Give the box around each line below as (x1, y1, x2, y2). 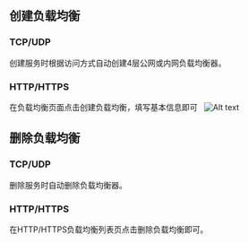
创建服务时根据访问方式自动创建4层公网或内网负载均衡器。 (9, 57, 227, 68)
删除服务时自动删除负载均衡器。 (9, 179, 127, 190)
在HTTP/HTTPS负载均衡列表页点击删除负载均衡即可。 (9, 223, 209, 235)
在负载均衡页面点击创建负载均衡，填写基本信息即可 (9, 101, 198, 112)
